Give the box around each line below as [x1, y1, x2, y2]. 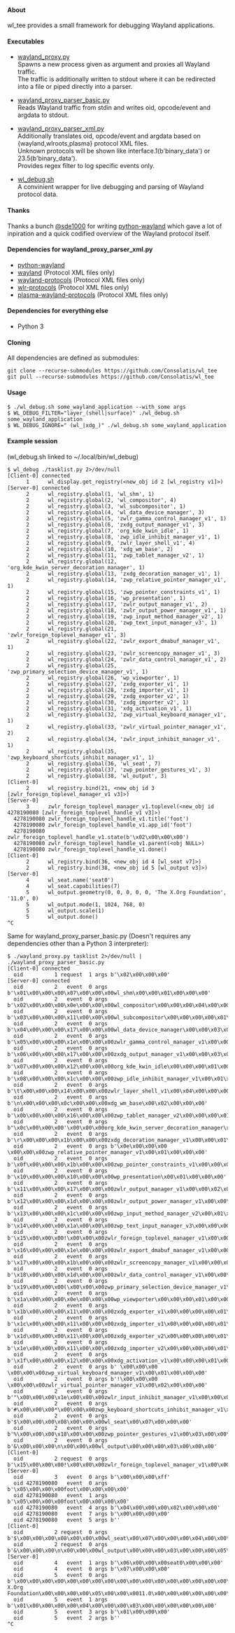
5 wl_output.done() [25, 913, 99, 920]
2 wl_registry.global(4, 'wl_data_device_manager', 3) [25, 508, 205, 516]
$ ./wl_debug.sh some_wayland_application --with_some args [7, 403, 187, 411]
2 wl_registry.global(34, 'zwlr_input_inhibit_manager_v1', [25, 735, 220, 742]
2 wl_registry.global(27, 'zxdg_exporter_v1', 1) [25, 680, 190, 688]
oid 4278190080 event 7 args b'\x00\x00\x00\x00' [13, 1510, 171, 1517]
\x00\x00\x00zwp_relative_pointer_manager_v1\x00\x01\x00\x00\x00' [7, 1148, 208, 1155]
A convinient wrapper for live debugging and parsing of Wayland [17, 183, 204, 191]
